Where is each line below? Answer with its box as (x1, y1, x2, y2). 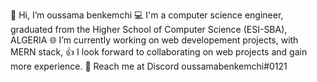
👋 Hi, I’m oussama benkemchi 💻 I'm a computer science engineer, (10, 9, 284, 21)
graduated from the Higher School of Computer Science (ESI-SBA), (10, 24, 288, 35)
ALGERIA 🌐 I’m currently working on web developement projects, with (10, 34, 299, 46)
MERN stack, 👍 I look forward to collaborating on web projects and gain (10, 46, 308, 58)
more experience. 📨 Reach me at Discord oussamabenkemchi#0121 (10, 60, 288, 72)
